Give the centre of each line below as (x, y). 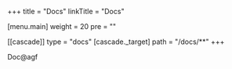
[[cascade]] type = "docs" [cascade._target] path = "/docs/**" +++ (116, 42)
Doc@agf (23, 57)
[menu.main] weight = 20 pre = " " (62, 26)
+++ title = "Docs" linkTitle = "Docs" (66, 11)
